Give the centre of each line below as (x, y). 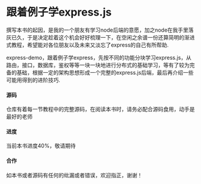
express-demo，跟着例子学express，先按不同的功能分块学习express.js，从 (99, 57)
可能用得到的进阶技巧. (33, 80)
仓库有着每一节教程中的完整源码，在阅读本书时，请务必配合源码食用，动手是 (100, 109)
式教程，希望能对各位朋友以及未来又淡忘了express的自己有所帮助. (88, 45)
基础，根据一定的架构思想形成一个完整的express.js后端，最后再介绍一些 (105, 72)
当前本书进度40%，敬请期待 (41, 146)
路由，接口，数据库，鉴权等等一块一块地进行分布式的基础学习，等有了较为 (98, 65)
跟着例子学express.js (59, 12)
